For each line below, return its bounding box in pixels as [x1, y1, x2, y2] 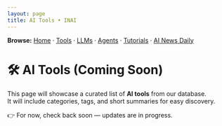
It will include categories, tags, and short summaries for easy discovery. [7, 97, 216, 106]
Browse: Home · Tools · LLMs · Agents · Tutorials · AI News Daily [7, 36, 195, 44]
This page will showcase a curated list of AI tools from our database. [7, 90, 207, 98]
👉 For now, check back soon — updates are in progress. [7, 111, 174, 120]
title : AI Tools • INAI [7, 17, 77, 24]
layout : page [7, 10, 46, 17]
